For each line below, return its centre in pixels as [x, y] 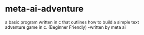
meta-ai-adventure [44, 9]
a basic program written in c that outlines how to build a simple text [72, 22]
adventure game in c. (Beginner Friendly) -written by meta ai [65, 27]
